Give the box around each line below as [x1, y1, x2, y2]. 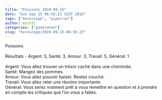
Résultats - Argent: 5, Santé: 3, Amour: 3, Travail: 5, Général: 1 [5, 53, 129, 59]
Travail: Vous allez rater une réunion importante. [5, 79, 101, 85]
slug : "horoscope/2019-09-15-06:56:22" [5, 30, 86, 34]
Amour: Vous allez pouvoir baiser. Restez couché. [5, 74, 105, 80]
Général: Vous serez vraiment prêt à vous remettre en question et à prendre [5, 84, 157, 90]
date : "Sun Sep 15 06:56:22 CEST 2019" [5, 12, 86, 17]
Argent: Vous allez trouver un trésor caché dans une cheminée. [5, 64, 132, 69]
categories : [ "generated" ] [5, 25, 60, 30]
